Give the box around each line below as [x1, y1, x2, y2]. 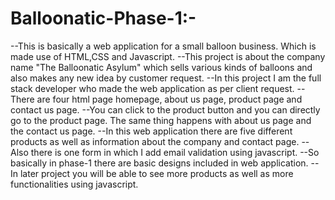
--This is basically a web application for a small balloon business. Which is [10, 40, 317, 52]
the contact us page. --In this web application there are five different [10, 125, 293, 137]
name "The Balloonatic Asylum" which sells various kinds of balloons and [10, 61, 313, 73]
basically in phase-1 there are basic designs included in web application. [10, 157, 309, 169]
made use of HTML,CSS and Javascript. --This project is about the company [10, 50, 326, 62]
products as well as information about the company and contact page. [10, 135, 300, 147]
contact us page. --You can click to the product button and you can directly [10, 103, 321, 116]
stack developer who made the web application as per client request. [10, 82, 295, 94]
